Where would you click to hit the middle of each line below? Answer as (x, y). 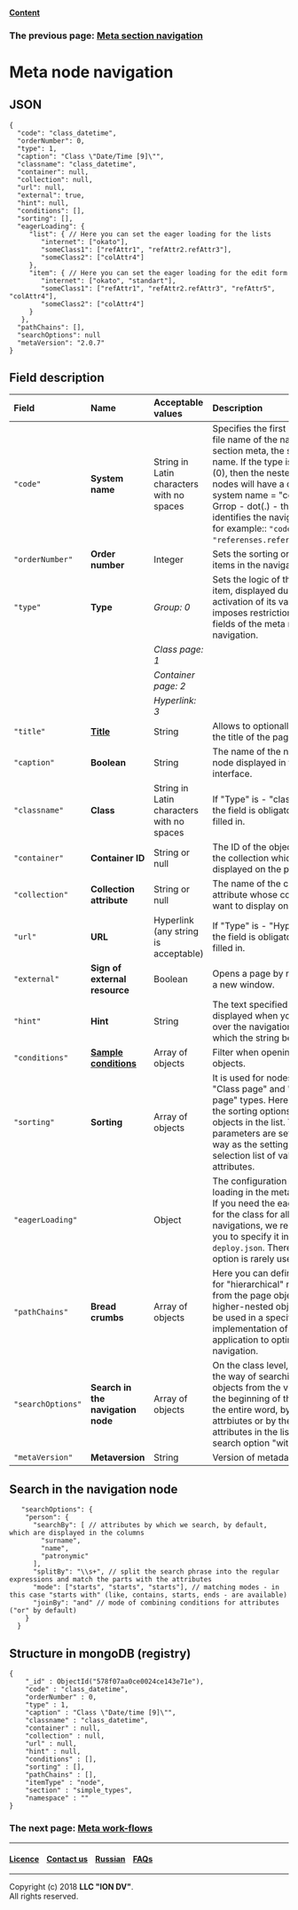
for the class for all (251, 1215)
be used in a (238, 1318)
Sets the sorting (245, 554)
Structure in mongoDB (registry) (100, 1653)
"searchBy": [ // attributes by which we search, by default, (150, 1526)
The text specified (250, 1005)
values (169, 414)
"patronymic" (65, 1557)
